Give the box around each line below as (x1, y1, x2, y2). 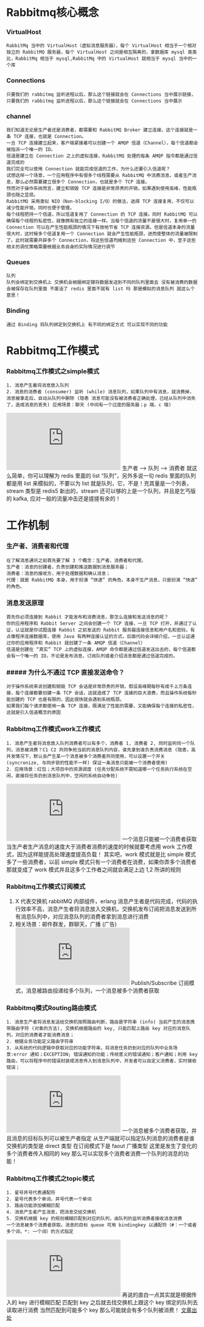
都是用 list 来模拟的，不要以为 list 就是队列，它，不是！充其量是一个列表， (6, 480, 192, 487)
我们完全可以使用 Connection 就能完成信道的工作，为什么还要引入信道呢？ (6, 166, 171, 172)
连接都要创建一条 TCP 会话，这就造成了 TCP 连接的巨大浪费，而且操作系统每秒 (24, 690, 197, 696)
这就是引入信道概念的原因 (6, 710, 61, 716)
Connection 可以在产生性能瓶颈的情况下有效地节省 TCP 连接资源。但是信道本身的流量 (6, 224, 195, 231)
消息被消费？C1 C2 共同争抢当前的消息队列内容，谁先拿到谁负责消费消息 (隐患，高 (15, 746, 196, 753)
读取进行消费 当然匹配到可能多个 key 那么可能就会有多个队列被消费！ (6, 1306, 180, 1314)
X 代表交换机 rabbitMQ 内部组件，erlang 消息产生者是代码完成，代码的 (15, 897, 193, 904)
